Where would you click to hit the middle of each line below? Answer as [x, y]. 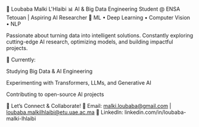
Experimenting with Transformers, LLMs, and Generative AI [79, 83]
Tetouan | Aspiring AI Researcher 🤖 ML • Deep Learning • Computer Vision [98, 18]
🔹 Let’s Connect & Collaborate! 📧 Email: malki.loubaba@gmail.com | [89, 106]
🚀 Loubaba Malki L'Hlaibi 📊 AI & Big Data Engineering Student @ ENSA [93, 9]
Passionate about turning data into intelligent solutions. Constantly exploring [100, 35]
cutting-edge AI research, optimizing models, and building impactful [90, 42]
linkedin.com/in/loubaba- [155, 112]
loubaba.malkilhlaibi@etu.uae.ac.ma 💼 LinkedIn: [65, 112]
